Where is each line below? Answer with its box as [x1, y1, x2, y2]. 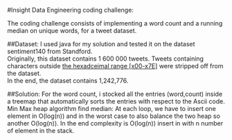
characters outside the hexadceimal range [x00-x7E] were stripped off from [7, 62, 224, 70]
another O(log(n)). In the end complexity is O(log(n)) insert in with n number [7, 119, 224, 127]
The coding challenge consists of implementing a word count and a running [7, 19, 223, 27]
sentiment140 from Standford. [7, 48, 93, 55]
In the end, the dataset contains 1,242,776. [7, 77, 129, 85]
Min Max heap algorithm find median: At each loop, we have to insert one [7, 105, 216, 112]
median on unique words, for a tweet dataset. [7, 27, 137, 34]
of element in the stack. [7, 127, 75, 134]
